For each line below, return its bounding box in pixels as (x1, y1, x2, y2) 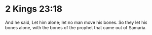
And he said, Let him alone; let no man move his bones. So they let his (5, 19, 148, 25)
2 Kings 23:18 (5, 3, 63, 15)
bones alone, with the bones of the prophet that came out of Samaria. (5, 24, 147, 30)
